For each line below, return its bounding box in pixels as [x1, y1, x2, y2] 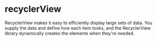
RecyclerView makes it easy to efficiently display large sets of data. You [4, 20, 153, 26]
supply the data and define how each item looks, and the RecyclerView [4, 25, 151, 31]
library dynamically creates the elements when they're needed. [4, 30, 134, 36]
